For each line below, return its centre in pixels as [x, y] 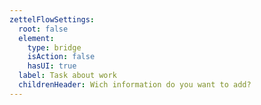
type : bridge [54, 47]
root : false [43, 29]
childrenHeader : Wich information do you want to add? [135, 85]
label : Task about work [67, 76]
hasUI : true [52, 66]
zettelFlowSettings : [52, 19]
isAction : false [61, 57]
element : [36, 38]
